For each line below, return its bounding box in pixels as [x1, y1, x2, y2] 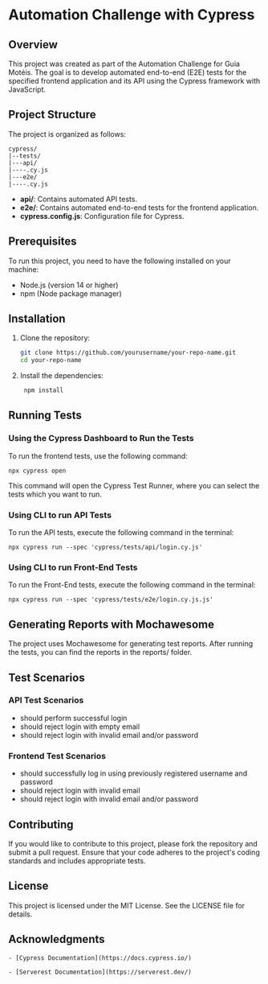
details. [8, 909, 33, 919]
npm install [23, 386, 64, 395]
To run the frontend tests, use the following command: [8, 451, 189, 460]
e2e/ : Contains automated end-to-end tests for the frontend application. [19, 203, 259, 212]
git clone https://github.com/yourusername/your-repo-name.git [19, 348, 237, 357]
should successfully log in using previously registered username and [19, 768, 248, 778]
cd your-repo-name [19, 356, 82, 364]
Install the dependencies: [19, 371, 104, 381]
